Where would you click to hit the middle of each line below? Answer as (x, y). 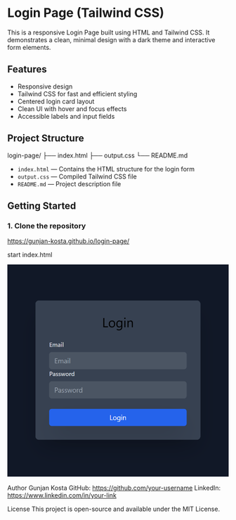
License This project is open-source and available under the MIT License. (113, 509)
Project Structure (46, 138)
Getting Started (42, 206)
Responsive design (45, 86)
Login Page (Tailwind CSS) (86, 13)
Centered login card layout (56, 101)
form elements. (29, 47)
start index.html (30, 255)
